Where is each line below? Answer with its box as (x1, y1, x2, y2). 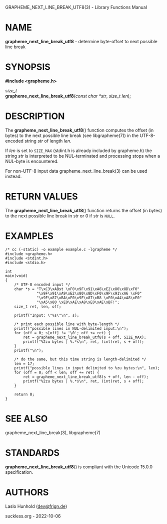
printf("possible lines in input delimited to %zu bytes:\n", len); (14, 365, 160, 370)
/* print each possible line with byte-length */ (14, 321, 120, 327)
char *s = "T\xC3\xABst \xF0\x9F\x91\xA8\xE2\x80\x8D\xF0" (14, 286, 140, 292)
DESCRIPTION (5, 110, 65, 122)
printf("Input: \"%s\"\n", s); (14, 313, 79, 318)
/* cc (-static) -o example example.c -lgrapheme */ (5, 247, 117, 252)
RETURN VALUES (5, 191, 78, 202)
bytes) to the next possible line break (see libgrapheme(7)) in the (5, 133, 139, 139)
